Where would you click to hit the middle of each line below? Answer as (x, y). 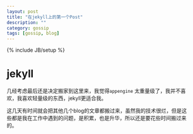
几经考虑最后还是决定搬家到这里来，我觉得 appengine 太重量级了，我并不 (94, 91)
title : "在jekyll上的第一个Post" (45, 17)
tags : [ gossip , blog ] (33, 33)
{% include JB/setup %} (36, 50)
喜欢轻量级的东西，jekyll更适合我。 (64, 98)
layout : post (23, 11)
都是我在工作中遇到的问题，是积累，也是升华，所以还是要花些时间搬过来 (99, 118)
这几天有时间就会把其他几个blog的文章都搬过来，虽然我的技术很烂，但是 (94, 111)
